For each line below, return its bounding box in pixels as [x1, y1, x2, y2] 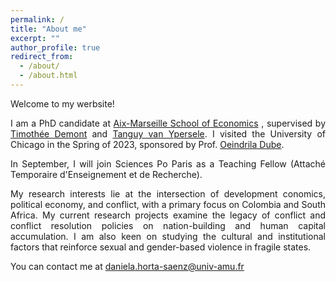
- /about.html [19, 71, 78, 81]
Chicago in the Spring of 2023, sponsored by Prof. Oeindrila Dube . [10, 138, 285, 150]
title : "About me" [10, 24, 87, 34]
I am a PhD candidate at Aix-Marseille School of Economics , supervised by [10, 117, 326, 129]
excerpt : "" [10, 33, 60, 43]
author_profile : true [10, 42, 101, 53]
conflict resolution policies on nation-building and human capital [10, 219, 326, 231]
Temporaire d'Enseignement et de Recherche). [10, 168, 203, 180]
